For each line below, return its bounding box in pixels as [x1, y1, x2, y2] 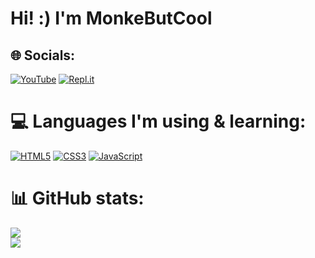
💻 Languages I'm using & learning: [10, 110, 307, 133]
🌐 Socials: [10, 47, 76, 64]
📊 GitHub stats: [10, 187, 145, 210]
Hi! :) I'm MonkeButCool [10, 7, 213, 30]
